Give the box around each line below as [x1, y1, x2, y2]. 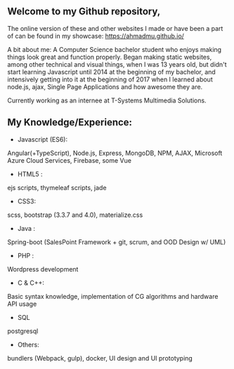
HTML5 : [17, 170, 44, 178]
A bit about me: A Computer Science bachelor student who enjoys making [7, 45, 222, 53]
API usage [7, 300, 37, 308]
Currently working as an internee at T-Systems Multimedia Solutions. [7, 96, 207, 105]
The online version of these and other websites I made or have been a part [7, 24, 223, 32]
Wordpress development [7, 264, 79, 273]
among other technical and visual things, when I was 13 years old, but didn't [7, 60, 227, 69]
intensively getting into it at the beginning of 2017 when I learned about [7, 75, 213, 83]
